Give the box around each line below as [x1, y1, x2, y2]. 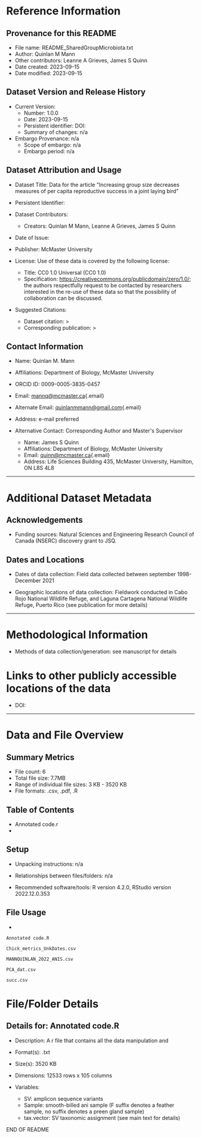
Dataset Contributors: [14, 210, 68, 218]
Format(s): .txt [14, 1048, 50, 1056]
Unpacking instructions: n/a [14, 860, 84, 868]
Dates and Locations [6, 555, 85, 565]
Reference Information [6, 4, 121, 18]
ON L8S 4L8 [23, 464, 54, 472]
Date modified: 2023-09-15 [14, 70, 83, 76]
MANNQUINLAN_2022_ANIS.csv [6, 956, 74, 962]
